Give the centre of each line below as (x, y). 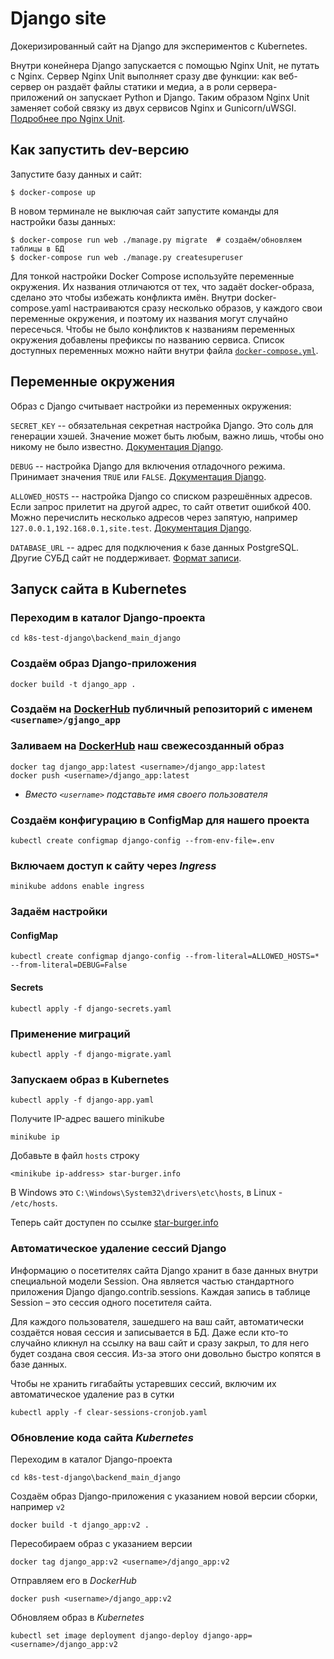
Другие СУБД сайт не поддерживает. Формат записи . (126, 558)
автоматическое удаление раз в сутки (92, 1394)
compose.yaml (41, 308)
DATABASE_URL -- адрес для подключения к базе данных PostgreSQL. (155, 547)
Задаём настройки (59, 912)
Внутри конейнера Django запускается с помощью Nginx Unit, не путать (165, 65)
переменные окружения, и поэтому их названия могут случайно (149, 318)
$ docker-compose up (53, 192)
